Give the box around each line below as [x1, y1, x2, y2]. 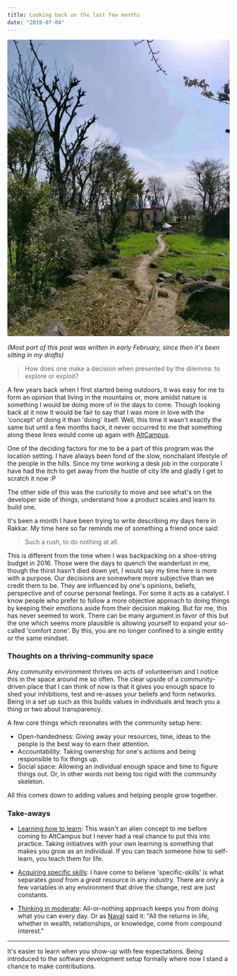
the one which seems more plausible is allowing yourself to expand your [7, 618, 217, 627]
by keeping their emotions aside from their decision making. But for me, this [7, 603, 228, 612]
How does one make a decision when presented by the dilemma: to [24, 364, 221, 373]
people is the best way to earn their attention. [17, 740, 150, 748]
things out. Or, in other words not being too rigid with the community [17, 769, 217, 778]
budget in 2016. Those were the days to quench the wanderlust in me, [7, 558, 211, 567]
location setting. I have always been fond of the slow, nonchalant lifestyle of [7, 452, 228, 460]
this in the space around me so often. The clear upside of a [7, 675, 179, 683]
